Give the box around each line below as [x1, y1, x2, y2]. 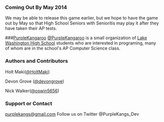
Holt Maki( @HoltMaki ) [5, 69, 50, 74]
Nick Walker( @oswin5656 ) [5, 88, 60, 94]
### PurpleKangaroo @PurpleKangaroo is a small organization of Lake [5, 35, 147, 41]
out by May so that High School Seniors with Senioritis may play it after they [5, 20, 159, 26]
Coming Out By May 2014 [5, 4, 67, 11]
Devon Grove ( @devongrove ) [5, 78, 65, 84]
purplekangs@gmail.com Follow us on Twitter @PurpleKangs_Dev [5, 111, 139, 117]
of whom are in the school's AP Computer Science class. [5, 46, 121, 51]
